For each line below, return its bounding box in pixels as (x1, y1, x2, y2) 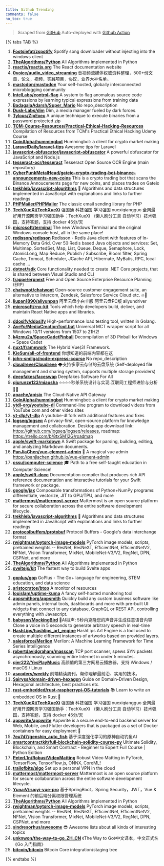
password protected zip (12, 118, 61, 124)
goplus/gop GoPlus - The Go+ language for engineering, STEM (12, 575, 141, 581)
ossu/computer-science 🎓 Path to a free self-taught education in (12, 460, 147, 466)
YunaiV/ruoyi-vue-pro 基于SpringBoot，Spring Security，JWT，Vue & (12, 787, 157, 793)
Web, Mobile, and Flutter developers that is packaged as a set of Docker (12, 723, 158, 729)
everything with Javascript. (12, 611, 68, 617)
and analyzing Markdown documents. (12, 444, 89, 450)
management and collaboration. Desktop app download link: (12, 423, 134, 429)
